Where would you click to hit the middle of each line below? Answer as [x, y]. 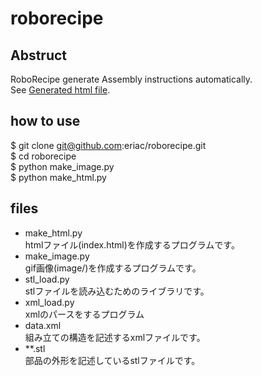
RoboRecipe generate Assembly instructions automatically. [131, 79]
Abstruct [39, 55]
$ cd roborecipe [43, 156]
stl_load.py [47, 279]
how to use [45, 121]
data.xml [43, 325]
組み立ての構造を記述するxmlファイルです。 [115, 337]
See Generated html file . [60, 90]
